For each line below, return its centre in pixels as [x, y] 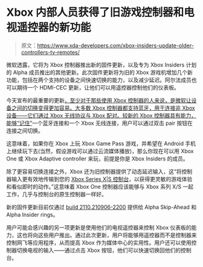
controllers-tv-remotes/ [50, 52]
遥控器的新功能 [54, 28]
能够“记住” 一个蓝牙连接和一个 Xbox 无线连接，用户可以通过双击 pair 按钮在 [100, 123]
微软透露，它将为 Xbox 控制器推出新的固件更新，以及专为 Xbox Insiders [95, 65]
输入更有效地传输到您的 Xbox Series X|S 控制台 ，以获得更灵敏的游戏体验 [102, 179]
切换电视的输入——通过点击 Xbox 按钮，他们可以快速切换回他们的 [99, 250]
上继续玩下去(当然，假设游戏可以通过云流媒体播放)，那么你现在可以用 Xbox [100, 151]
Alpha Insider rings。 [32, 214]
